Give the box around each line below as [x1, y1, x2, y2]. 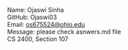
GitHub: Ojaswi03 [7, 13, 57, 21]
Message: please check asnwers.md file [7, 27, 122, 36]
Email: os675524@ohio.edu [7, 21, 85, 28]
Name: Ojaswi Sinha [7, 6, 64, 14]
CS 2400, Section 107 [7, 35, 69, 43]
